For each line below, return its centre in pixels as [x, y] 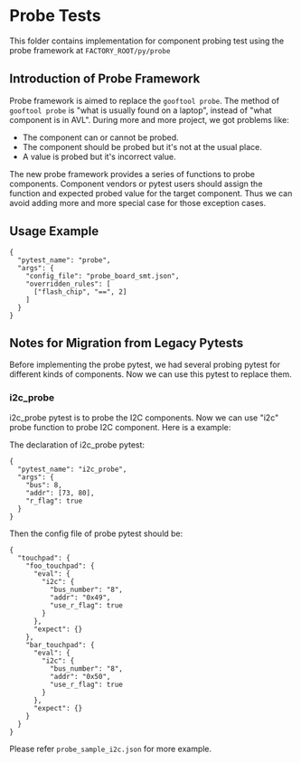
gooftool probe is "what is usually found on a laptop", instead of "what [141, 110]
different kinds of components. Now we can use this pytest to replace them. [150, 374]
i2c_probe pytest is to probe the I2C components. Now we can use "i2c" [144, 418]
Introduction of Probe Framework [105, 79]
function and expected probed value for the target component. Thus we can [151, 193]
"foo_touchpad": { [60, 566]
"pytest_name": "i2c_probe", [72, 469]
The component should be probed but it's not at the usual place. [142, 146]
